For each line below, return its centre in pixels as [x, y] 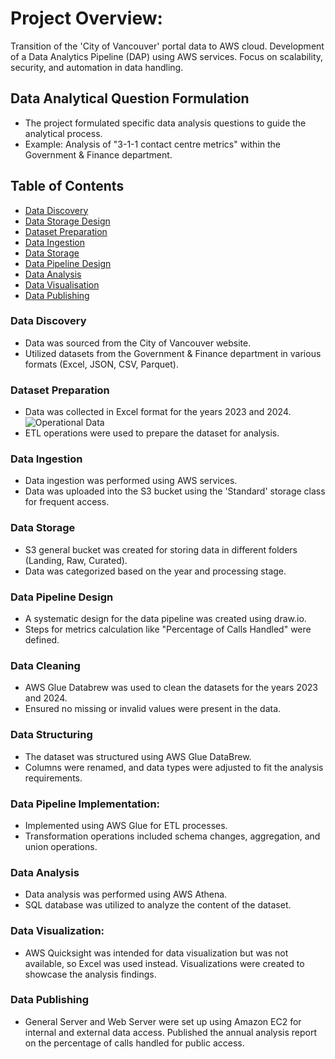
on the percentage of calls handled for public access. [134, 1043]
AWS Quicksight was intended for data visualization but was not [156, 953]
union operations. [61, 846]
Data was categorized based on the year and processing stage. [155, 571]
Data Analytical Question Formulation [130, 98]
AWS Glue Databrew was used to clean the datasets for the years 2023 [171, 688]
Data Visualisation [62, 284]
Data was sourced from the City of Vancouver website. [138, 343]
